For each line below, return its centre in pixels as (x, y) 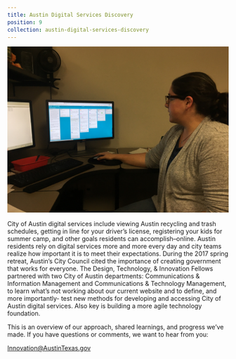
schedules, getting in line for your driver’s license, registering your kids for (115, 231)
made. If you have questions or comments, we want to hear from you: (108, 334)
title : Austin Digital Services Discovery (70, 15)
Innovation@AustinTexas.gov (49, 348)
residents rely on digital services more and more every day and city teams (114, 247)
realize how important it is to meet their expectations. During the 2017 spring (118, 254)
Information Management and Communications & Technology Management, (117, 284)
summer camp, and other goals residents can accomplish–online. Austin (112, 239)
